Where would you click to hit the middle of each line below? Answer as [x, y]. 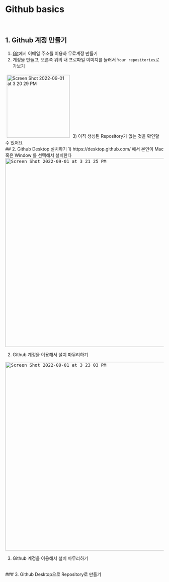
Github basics [35, 9]
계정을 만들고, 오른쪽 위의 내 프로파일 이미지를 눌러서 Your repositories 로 [86, 59]
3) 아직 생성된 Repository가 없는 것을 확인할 [116, 136]
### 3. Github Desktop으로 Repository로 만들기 [53, 574]
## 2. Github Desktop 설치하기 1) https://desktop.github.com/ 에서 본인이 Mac [84, 149]
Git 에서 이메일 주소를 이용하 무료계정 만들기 [55, 53]
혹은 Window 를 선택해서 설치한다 [38, 155]
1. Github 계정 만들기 [36, 40]
